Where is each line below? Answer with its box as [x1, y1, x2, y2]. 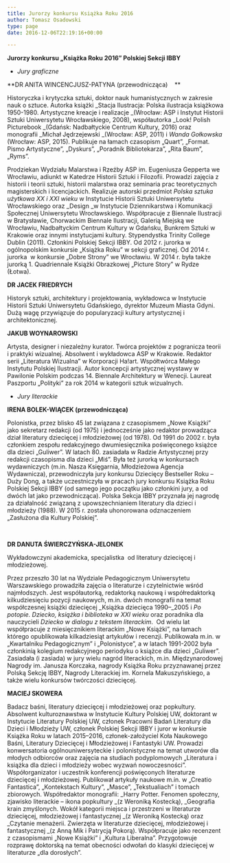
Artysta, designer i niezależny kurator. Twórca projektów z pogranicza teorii [7, 342, 221, 351]
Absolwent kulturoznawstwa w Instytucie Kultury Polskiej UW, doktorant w [7, 710, 218, 718]
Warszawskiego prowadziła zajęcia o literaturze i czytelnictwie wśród [7, 581, 204, 590]
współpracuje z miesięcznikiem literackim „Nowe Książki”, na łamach [7, 625, 202, 633]
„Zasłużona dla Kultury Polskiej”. [7, 514, 98, 522]
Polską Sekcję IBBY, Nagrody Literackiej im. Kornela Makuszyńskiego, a [7, 669, 211, 677]
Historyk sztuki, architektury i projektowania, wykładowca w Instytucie [7, 294, 207, 303]
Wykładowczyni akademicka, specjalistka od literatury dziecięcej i [7, 554, 196, 562]
